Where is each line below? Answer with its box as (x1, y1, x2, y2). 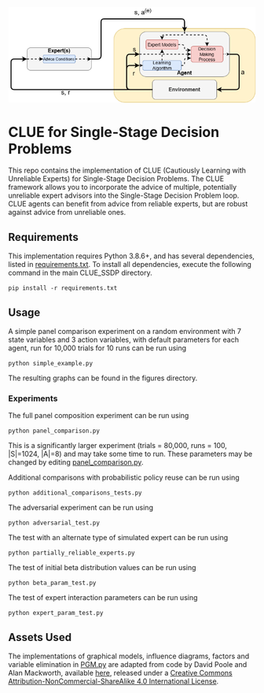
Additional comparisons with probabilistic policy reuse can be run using (8, 472, 240, 483)
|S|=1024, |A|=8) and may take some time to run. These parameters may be (8, 449, 253, 459)
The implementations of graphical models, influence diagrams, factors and (8, 651, 250, 661)
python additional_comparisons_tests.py (8, 489, 143, 497)
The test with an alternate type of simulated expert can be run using (8, 533, 229, 543)
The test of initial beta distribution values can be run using (8, 563, 196, 573)
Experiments (8, 393, 58, 404)
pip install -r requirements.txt (8, 284, 118, 292)
